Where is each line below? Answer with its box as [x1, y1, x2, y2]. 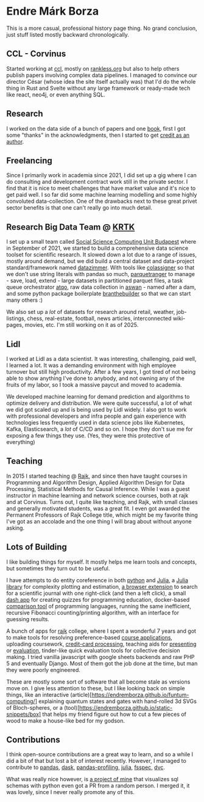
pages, [6, 321, 24, 329]
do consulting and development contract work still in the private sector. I [6, 178, 188, 186]
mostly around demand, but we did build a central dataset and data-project [6, 258, 195, 265]
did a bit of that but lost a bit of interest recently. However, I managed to [6, 757, 187, 765]
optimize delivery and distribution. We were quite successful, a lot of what [6, 399, 192, 407]
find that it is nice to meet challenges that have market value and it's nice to [6, 184, 196, 192]
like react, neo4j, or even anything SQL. [6, 90, 105, 98]
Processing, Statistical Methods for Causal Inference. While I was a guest [6, 485, 190, 492]
